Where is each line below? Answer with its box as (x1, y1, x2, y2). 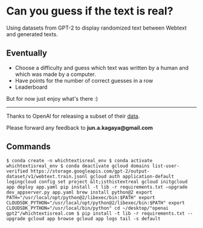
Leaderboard (14, 83, 48, 90)
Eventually (6, 48, 47, 59)
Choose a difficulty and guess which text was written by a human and (14, 64, 189, 71)
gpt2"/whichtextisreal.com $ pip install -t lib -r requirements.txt (6, 210, 185, 217)
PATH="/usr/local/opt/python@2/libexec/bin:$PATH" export (6, 194, 155, 200)
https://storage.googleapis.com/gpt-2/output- (30, 168, 150, 174)
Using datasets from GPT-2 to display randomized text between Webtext (6, 24, 187, 31)
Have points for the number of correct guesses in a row (14, 77, 153, 84)
